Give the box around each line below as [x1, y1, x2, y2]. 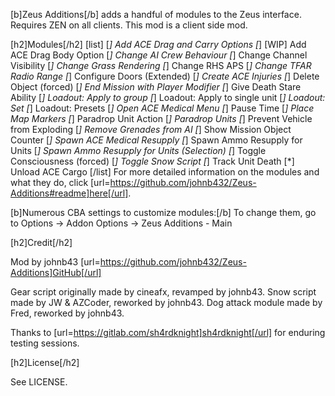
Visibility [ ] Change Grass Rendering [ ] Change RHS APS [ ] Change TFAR [10, 60, 312, 71]
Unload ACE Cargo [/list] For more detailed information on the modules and [10, 166, 320, 178]
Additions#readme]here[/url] [10, 187, 129, 199]
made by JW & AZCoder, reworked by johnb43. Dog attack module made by [10, 297, 323, 308]
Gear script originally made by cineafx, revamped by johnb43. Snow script [10, 286, 317, 298]
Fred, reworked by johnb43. [10, 307, 125, 319]
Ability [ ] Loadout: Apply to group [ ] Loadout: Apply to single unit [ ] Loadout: [10, 92, 326, 103]
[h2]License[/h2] [10, 357, 80, 368]
